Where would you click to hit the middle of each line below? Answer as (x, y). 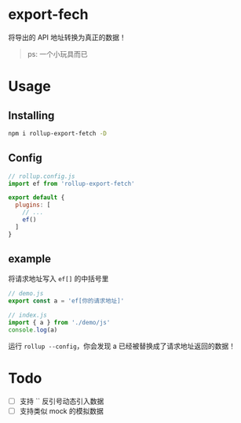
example (30, 259)
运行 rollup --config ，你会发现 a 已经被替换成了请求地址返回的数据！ (122, 346)
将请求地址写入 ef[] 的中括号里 (58, 279)
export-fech (48, 15)
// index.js (27, 315)
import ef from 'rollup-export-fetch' (71, 184)
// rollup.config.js (42, 176)
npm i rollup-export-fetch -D (58, 133)
